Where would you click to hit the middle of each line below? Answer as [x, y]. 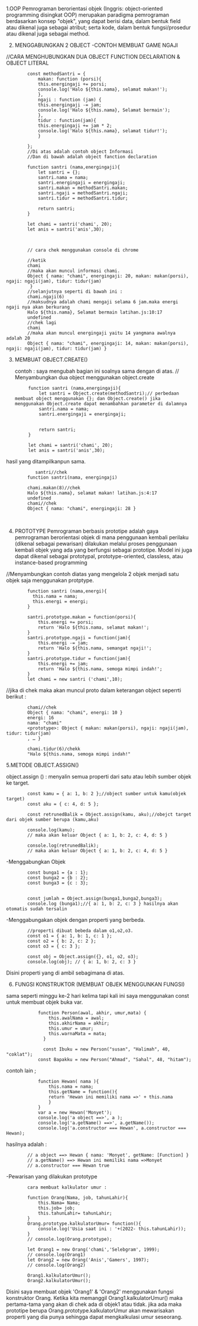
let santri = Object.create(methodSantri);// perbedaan [109, 393]
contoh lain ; [21, 1071]
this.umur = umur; [71, 1029]
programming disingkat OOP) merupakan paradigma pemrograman [88, 15]
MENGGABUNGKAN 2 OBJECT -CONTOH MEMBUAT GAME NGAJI [96, 45]
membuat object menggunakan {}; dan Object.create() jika [87, 399]
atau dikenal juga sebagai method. [48, 34]
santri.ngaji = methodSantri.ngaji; [83, 193]
